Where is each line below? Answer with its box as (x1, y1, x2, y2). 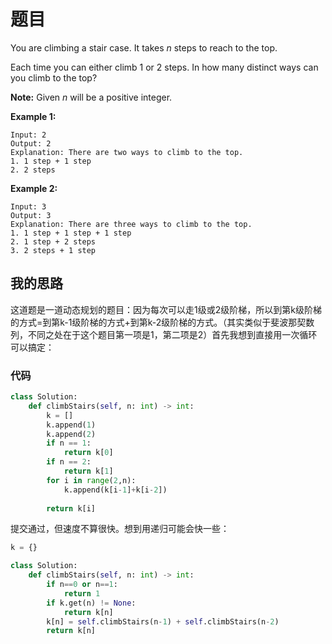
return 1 (63, 588, 101, 599)
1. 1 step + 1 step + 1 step (10, 228, 132, 238)
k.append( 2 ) (46, 429, 97, 439)
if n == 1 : (46, 438, 92, 449)
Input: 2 (10, 130, 47, 140)
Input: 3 (10, 201, 47, 212)
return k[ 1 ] (63, 466, 114, 477)
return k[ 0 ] (63, 448, 114, 458)
